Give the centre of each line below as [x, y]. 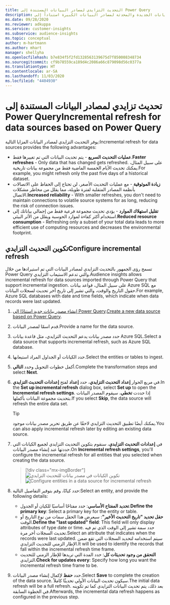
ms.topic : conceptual [28, 39]
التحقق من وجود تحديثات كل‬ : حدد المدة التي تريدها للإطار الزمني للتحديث [88, 554]
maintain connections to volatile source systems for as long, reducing [85, 200]
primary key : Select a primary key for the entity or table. [79, 511]
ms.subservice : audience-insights [42, 34]
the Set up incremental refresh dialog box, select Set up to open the [84, 387]
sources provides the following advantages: [51, 147]
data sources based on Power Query [83, 127]
